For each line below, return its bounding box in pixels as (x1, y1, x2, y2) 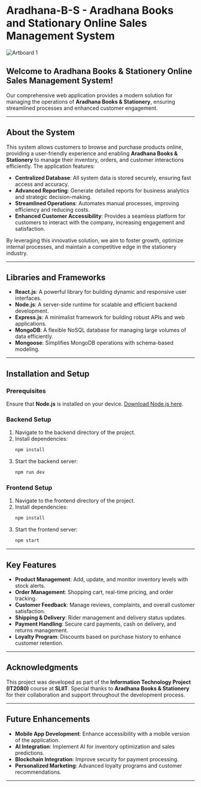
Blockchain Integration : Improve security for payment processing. (14, 755, 179, 762)
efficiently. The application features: (6, 163, 95, 170)
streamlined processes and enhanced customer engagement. (6, 104, 158, 112)
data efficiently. (14, 333, 54, 340)
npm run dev (14, 469, 45, 476)
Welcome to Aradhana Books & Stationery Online (6, 67, 193, 77)
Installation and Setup (6, 368, 90, 379)
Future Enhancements (6, 714, 91, 725)
